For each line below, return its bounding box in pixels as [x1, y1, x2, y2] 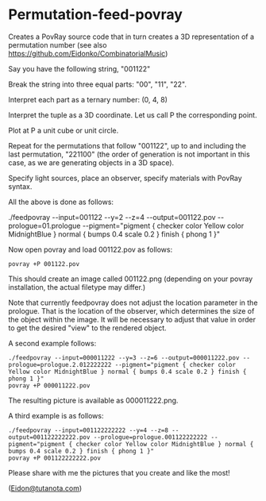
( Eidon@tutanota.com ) [8, 483, 83, 493]
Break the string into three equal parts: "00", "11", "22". [8, 79, 187, 89]
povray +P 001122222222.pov [8, 454, 102, 462]
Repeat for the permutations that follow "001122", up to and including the [8, 141, 246, 150]
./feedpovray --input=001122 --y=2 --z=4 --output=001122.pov [8, 212, 216, 222]
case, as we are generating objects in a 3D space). [8, 157, 175, 168]
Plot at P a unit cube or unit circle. [8, 125, 119, 135]
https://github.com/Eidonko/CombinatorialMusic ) [8, 48, 168, 58]
